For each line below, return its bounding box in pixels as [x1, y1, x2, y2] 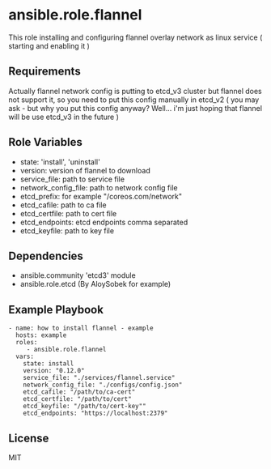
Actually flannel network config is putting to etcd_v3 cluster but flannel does [8, 86, 263, 96]
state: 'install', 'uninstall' [19, 156, 101, 167]
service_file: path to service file [19, 174, 125, 184]
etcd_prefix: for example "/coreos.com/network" [19, 191, 183, 201]
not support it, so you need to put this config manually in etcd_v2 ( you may [8, 95, 260, 104]
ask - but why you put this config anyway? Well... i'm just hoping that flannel [8, 103, 263, 113]
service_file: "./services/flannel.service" [23, 374, 176, 382]
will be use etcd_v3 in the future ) [8, 112, 120, 122]
